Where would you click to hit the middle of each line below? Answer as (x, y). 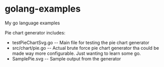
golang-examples (43, 9)
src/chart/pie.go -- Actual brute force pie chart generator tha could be (86, 48)
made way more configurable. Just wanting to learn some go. (76, 53)
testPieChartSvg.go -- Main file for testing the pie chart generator (81, 42)
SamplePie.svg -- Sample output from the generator (67, 58)
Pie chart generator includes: (35, 32)
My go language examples (32, 23)
